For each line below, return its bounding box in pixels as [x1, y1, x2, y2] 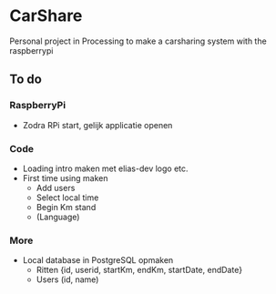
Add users [36, 182, 76, 193]
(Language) [36, 211, 80, 222]
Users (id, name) [36, 274, 99, 285]
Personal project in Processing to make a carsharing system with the [9, 35, 267, 46]
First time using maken [22, 172, 108, 183]
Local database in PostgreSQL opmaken [22, 255, 174, 266]
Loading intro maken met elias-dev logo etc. [22, 163, 189, 174]
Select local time [36, 192, 99, 203]
